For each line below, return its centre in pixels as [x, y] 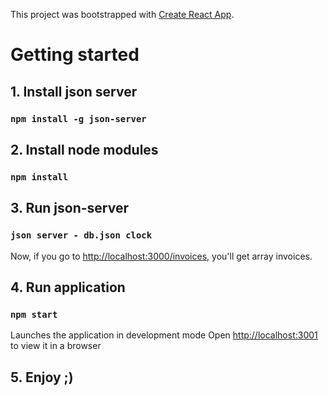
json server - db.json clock [81, 235]
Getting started [75, 55]
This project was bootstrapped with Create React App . [122, 14]
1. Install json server [74, 91]
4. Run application [68, 287]
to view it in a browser [56, 346]
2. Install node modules [84, 149]
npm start [34, 314]
